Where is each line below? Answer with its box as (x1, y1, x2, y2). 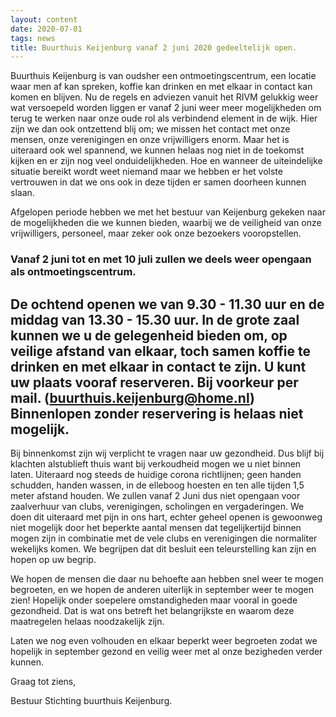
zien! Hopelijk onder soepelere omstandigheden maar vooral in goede (10, 594, 298, 606)
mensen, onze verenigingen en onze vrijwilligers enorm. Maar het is (10, 134, 290, 146)
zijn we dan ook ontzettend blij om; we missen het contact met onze (10, 123, 291, 135)
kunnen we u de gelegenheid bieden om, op (10, 327, 288, 344)
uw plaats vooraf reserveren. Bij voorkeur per (10, 374, 299, 391)
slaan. (10, 187, 35, 199)
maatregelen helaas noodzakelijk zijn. (10, 615, 165, 627)
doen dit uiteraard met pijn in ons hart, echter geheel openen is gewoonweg (10, 511, 323, 523)
